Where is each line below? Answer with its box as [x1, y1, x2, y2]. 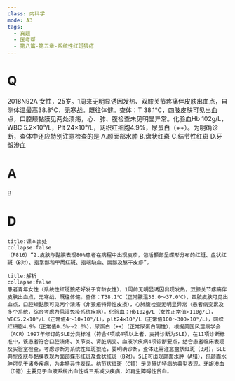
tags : [7, 23, 23, 30]
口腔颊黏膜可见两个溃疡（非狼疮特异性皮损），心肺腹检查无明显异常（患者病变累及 [22, 300, 224, 308]
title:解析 [7, 272, 37, 279]
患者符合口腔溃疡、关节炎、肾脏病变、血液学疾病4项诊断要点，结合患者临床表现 [27, 338, 224, 345]
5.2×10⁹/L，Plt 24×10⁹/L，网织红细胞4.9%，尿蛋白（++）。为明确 [23, 123, 213, 132]
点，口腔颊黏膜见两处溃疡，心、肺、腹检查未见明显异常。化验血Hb [7, 114, 200, 123]
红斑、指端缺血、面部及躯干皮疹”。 [65, 258, 152, 266]
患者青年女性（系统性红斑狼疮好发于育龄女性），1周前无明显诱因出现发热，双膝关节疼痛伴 [7, 286, 227, 293]
